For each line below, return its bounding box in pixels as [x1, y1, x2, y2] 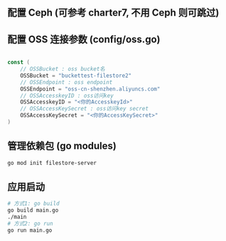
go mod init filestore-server [7, 159, 97, 166]
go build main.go [7, 207, 59, 214]
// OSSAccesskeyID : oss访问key [20, 92, 114, 99]
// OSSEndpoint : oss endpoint [20, 78, 113, 86]
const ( [7, 59, 31, 66]
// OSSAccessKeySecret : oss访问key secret [20, 106, 149, 113]
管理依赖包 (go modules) [7, 140, 117, 152]
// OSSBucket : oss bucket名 [20, 66, 105, 73]
